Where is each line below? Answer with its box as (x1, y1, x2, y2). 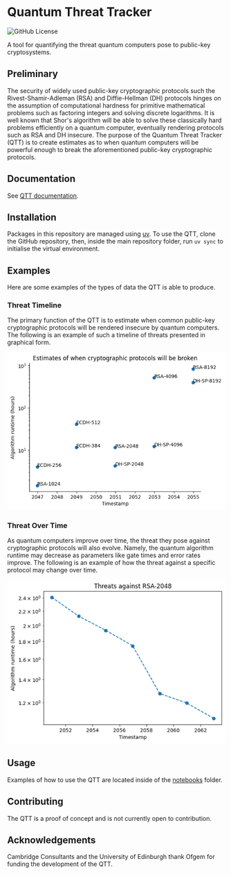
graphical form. (7, 338, 51, 347)
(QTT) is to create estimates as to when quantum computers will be (7, 138, 199, 146)
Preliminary (7, 68, 59, 80)
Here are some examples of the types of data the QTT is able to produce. (7, 283, 216, 291)
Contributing (7, 796, 64, 808)
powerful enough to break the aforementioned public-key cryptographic (7, 145, 213, 153)
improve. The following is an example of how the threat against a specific (7, 559, 216, 567)
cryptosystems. (7, 48, 52, 56)
